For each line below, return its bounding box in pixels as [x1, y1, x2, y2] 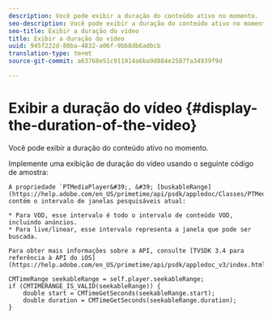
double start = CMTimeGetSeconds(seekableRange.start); [23, 289, 216, 297]
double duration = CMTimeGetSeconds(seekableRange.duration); [23, 296, 237, 304]
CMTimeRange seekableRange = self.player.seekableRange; [8, 274, 205, 283]
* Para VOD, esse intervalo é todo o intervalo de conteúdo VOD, [8, 211, 233, 219]
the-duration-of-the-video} [8, 117, 198, 134]
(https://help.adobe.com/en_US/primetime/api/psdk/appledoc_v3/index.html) [8, 261, 270, 269]
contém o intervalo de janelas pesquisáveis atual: [8, 197, 186, 205]
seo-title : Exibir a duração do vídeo [8, 27, 139, 35]
